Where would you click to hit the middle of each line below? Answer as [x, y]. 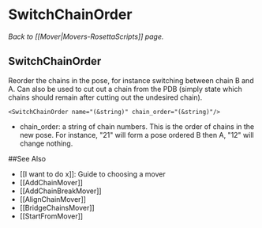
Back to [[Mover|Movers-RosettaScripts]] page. [86, 36]
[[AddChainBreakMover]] [60, 191]
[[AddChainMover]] [51, 182]
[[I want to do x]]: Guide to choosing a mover [92, 174]
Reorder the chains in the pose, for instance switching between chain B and [131, 80]
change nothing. [46, 143]
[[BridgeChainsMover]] [57, 207]
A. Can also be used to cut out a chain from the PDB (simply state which [125, 89]
